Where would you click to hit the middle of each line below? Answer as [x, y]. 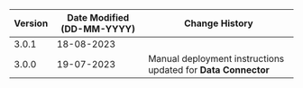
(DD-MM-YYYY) [98, 29]
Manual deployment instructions [216, 59]
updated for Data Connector [209, 70]
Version [31, 23]
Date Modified [98, 18]
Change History [219, 23]
